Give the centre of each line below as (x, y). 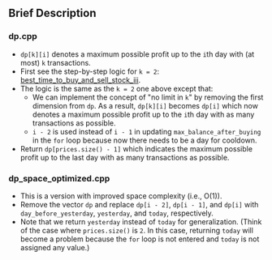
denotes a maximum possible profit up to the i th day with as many (143, 114)
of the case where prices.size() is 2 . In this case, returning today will (137, 230)
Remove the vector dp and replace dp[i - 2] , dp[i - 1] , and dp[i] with (139, 204)
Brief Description (52, 13)
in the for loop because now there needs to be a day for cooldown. (145, 140)
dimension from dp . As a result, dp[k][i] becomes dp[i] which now (145, 105)
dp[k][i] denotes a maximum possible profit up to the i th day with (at (137, 54)
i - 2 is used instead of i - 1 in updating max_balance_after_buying (147, 131)
